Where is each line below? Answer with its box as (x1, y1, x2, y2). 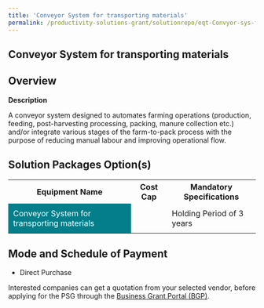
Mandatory (189, 181, 233, 192)
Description (8, 95, 48, 104)
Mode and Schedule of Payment (8, 247, 168, 260)
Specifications (183, 191, 240, 202)
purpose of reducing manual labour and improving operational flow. (8, 135, 226, 145)
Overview (8, 74, 57, 88)
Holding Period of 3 (171, 208, 244, 219)
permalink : (8, 19, 44, 27)
